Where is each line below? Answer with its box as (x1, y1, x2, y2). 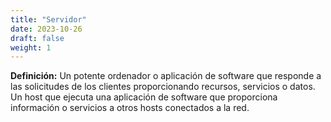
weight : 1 (10, 42, 52, 53)
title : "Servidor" (10, 14, 87, 25)
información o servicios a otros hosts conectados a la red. (10, 102, 250, 114)
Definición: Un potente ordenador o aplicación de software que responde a (10, 70, 322, 82)
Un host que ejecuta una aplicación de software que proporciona (10, 91, 278, 103)
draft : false (10, 33, 65, 43)
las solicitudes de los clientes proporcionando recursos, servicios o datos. (10, 81, 316, 93)
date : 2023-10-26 (10, 24, 83, 34)
